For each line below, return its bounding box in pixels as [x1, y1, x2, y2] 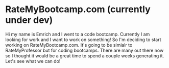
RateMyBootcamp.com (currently [5, 4, 151, 15]
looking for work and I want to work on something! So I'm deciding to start [5, 37, 162, 43]
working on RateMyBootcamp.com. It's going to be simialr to [5, 42, 133, 48]
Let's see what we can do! [5, 58, 61, 64]
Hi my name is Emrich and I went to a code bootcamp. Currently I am [5, 31, 150, 37]
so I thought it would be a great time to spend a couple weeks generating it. [5, 52, 164, 59]
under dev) [5, 14, 53, 26]
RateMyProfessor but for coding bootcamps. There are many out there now [5, 47, 164, 53]
